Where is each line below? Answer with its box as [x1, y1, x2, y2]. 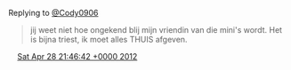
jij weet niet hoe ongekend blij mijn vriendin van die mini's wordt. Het [29, 25, 282, 35]
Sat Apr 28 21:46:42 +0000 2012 [16, 51, 138, 61]
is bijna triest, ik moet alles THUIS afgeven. [29, 35, 188, 44]
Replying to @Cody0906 [8, 8, 99, 18]
